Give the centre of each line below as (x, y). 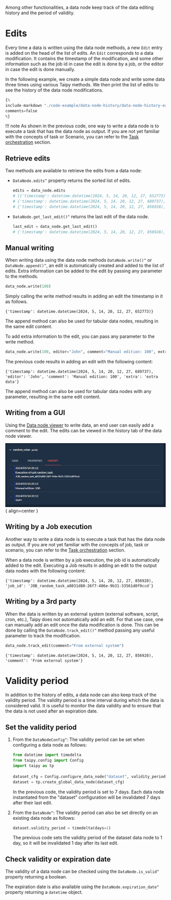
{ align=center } (22, 511)
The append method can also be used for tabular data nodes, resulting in (82, 321)
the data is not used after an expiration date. (52, 711)
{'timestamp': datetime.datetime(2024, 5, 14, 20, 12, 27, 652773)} (79, 312)
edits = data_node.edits (39, 191)
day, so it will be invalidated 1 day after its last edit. (65, 843)
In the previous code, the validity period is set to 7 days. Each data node (88, 792)
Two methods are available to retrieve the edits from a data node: (74, 171)
